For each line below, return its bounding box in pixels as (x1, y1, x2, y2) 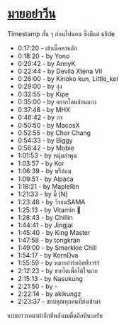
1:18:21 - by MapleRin (17, 182, 79, 190)
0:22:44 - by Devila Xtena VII (17, 67, 103, 75)
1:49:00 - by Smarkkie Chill (17, 243, 97, 252)
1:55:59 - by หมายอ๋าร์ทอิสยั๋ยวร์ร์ (17, 258, 100, 267)
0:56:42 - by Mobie (17, 143, 74, 152)
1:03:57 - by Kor (17, 159, 65, 167)
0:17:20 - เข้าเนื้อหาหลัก (17, 43, 78, 52)
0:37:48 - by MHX (17, 105, 71, 114)
